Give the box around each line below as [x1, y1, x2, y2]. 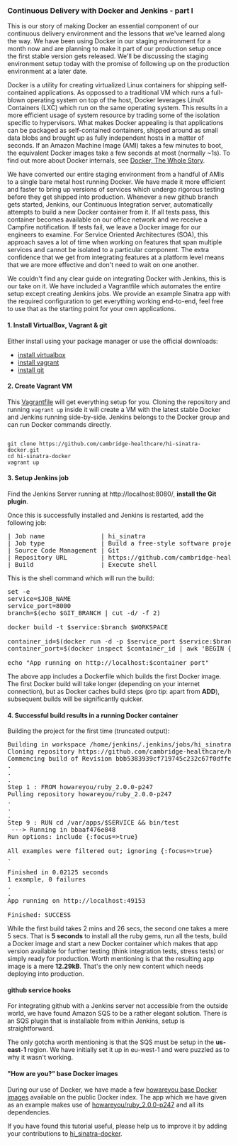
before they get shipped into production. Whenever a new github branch [7, 192, 219, 201]
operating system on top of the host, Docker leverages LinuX [26, 96, 205, 104]
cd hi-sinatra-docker [7, 452, 72, 460]
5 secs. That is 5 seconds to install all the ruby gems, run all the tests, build [7, 932, 227, 940]
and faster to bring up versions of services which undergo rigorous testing [7, 185, 225, 194]
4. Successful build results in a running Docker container [7, 711, 178, 720]
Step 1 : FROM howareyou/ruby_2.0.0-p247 [7, 783, 154, 791]
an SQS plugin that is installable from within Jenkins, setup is [7, 1016, 186, 1025]
